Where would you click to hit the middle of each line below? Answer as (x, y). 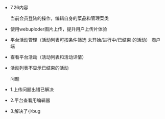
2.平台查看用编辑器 (30, 100)
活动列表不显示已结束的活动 (39, 68)
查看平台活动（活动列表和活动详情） (48, 57)
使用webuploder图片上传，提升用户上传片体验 (58, 29)
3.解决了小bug (25, 111)
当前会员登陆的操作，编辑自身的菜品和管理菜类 (59, 18)
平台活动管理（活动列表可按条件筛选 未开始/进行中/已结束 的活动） (80, 40)
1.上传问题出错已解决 (32, 90)
